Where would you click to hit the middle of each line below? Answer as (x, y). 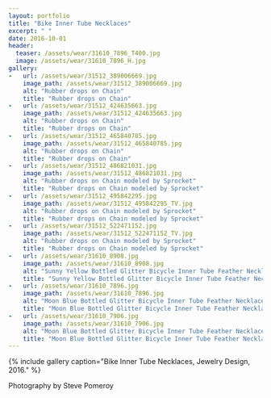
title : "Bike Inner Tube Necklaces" (70, 23)
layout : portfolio (39, 16)
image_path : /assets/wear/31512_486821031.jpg (102, 174)
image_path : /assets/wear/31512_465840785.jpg (102, 143)
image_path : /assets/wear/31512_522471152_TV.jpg (108, 234)
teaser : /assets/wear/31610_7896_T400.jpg (88, 53)
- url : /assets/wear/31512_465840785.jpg (83, 136)
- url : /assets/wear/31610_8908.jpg (73, 256)
